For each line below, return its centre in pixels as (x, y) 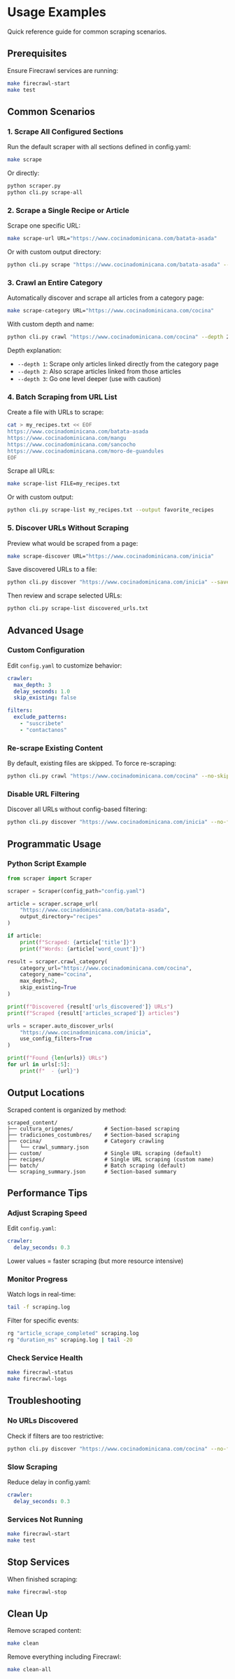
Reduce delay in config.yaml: (49, 1481)
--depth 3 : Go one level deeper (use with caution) (89, 378)
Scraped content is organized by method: (67, 1110)
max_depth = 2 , (39, 981)
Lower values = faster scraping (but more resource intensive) (95, 1261)
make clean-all (29, 1670)
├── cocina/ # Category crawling (86, 1141)
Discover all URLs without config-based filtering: (77, 809)
